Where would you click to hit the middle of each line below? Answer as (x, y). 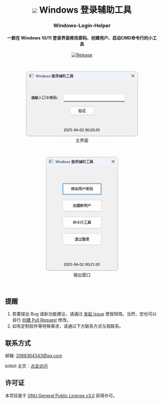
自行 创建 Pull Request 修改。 (41, 320)
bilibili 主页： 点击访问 (26, 366)
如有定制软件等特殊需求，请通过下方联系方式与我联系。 (68, 326)
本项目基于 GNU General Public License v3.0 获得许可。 (61, 395)
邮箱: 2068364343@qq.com (34, 355)
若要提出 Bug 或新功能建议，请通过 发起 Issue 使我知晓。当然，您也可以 (84, 314)
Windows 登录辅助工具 (85, 10)
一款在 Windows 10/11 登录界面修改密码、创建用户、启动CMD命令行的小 (80, 38)
